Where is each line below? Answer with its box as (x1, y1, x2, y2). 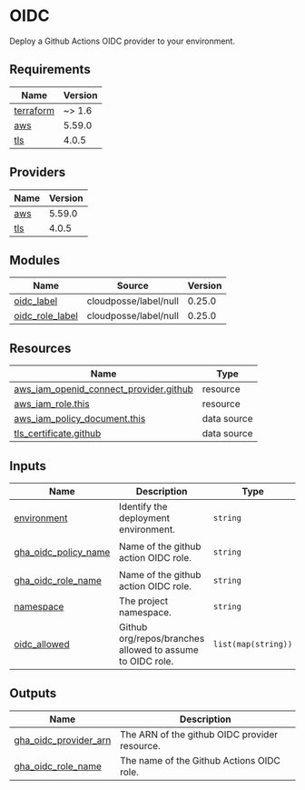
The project (119, 595, 169, 607)
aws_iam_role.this (14, 397, 90, 410)
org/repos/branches (119, 633, 205, 645)
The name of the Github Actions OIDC (119, 754, 281, 766)
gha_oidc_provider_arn (14, 734, 112, 746)
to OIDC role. (119, 655, 174, 667)
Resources (9, 340, 72, 355)
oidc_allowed (14, 638, 70, 650)
